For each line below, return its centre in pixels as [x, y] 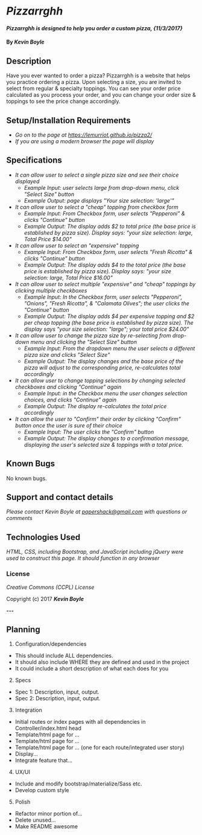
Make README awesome [46, 827]
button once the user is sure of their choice [68, 425]
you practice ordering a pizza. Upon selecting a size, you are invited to [94, 82]
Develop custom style [42, 790]
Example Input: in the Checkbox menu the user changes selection [106, 393]
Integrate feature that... [44, 761]
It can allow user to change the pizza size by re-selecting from [93, 335]
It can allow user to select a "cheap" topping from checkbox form [97, 207]
